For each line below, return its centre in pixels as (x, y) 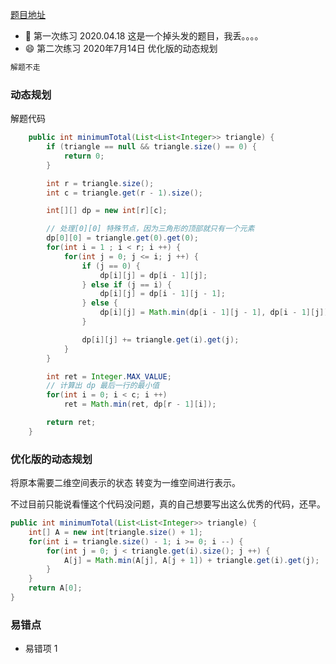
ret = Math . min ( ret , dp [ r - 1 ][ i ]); (140, 404)
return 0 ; (84, 156)
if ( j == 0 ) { (111, 266)
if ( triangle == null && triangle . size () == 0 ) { (151, 147)
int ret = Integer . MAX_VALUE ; (109, 376)
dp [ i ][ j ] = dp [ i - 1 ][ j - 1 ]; (162, 294)
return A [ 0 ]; (55, 588)
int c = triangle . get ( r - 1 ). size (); (124, 193)
